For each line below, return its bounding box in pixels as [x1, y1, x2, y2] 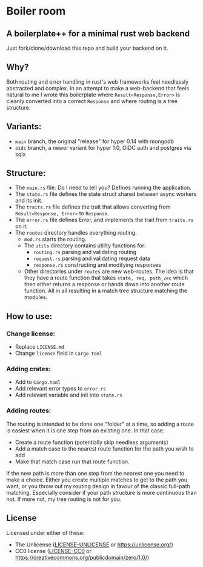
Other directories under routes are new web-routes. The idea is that [24, 268, 194, 275]
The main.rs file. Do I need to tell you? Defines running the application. [15, 184, 192, 192]
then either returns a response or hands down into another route [24, 281, 185, 288]
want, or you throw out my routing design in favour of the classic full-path [6, 482, 190, 489]
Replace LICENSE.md [15, 343, 65, 351]
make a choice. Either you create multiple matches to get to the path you [6, 476, 188, 483]
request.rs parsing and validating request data [33, 255, 150, 262]
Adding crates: [6, 365, 52, 374]
